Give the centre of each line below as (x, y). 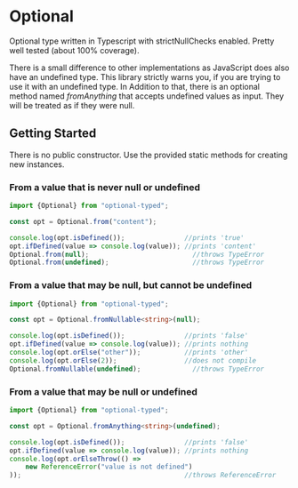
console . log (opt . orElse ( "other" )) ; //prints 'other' (129, 353)
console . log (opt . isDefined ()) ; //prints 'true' (127, 237)
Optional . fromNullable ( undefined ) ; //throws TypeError (137, 369)
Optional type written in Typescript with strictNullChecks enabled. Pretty (142, 41)
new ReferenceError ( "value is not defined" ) (109, 467)
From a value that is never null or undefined (105, 187)
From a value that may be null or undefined (103, 391)
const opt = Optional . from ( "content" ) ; (83, 221)
